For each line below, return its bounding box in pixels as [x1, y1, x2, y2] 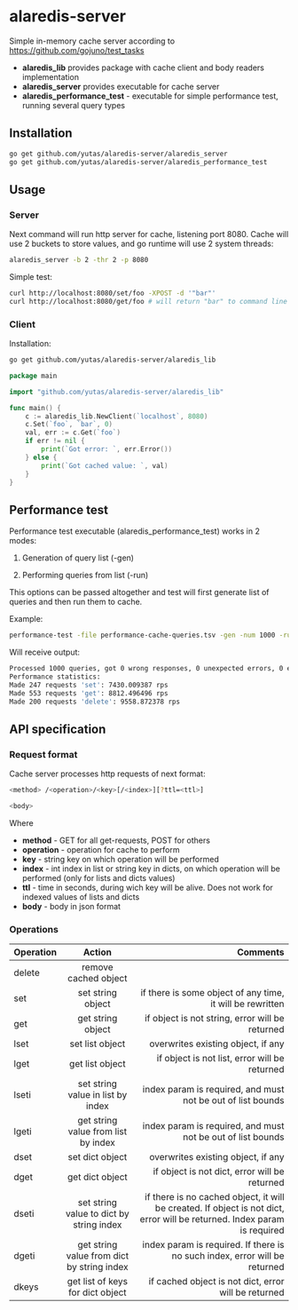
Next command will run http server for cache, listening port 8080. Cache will [9, 229, 289, 240]
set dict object [67, 1151, 128, 1163]
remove [81, 961, 114, 973]
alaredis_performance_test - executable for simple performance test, [21, 91, 279, 101]
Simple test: [9, 272, 53, 282]
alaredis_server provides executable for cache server [21, 81, 220, 91]
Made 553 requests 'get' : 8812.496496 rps [9, 688, 169, 698]
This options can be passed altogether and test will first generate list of [9, 587, 270, 598]
